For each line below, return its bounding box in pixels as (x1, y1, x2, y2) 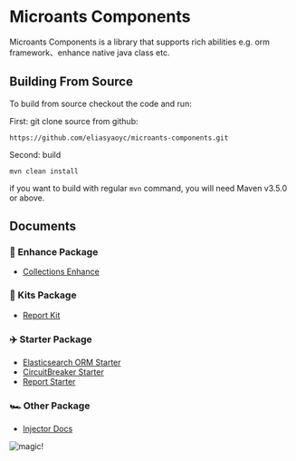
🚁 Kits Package (9, 289, 77, 301)
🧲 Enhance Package (9, 246, 99, 259)
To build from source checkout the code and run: (9, 98, 192, 109)
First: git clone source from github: (9, 115, 138, 126)
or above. (9, 192, 45, 203)
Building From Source (9, 74, 134, 90)
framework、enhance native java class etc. (9, 47, 170, 58)
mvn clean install (9, 166, 79, 176)
